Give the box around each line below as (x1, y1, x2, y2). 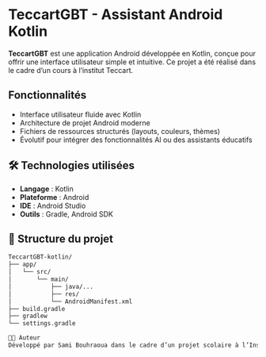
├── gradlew (8, 312, 47, 321)
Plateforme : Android (19, 192, 89, 202)
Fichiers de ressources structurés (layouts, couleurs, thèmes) (19, 126, 220, 136)
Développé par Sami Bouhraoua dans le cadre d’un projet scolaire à (8, 341, 239, 349)
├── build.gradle (8, 305, 66, 313)
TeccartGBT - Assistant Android (8, 6, 223, 24)
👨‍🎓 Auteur (8, 334, 41, 342)
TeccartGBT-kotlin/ (8, 253, 73, 261)
